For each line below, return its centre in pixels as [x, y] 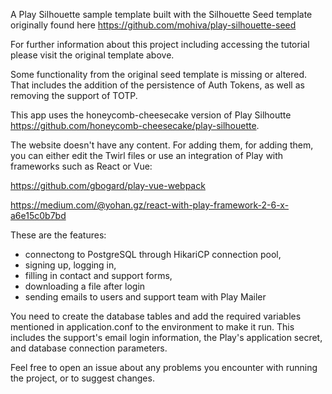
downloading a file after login [85, 286]
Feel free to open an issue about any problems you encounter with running [164, 367]
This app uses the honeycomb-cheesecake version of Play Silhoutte [151, 115]
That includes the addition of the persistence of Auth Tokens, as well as [157, 85]
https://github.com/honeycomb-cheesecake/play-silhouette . [135, 125]
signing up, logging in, [70, 265]
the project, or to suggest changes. [82, 378]
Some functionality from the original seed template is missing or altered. [159, 74]
